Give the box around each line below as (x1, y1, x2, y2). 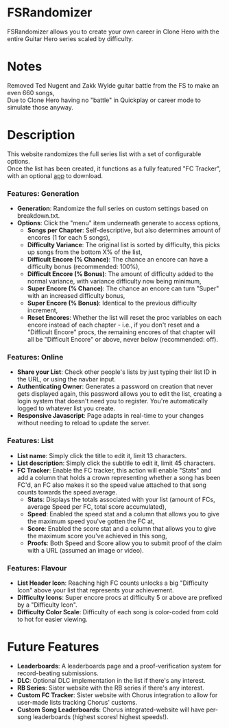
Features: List (7, 436, 54, 446)
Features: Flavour (7, 563, 67, 573)
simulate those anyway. (7, 103, 74, 111)
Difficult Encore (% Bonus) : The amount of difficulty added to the (27, 270, 214, 278)
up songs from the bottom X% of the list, (27, 248, 143, 256)
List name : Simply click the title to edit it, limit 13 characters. (16, 451, 187, 460)
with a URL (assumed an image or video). (27, 546, 144, 554)
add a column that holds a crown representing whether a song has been (16, 473, 221, 481)
